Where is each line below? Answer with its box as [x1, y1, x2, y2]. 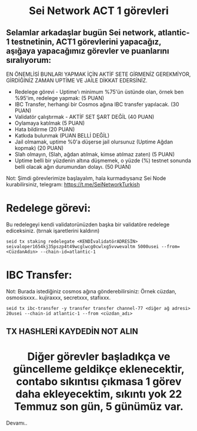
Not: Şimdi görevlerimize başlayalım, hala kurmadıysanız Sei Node [6, 175, 166, 182]
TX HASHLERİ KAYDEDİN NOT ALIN [6, 326, 138, 336]
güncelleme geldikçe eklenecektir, [12, 363, 185, 376]
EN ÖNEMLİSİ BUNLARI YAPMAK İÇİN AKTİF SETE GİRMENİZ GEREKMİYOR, [6, 71, 191, 78]
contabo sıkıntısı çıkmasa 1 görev [16, 375, 182, 389]
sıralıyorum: [6, 55, 52, 65]
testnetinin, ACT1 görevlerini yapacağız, [11, 36, 162, 46]
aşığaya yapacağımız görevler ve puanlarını [6, 46, 169, 56]
